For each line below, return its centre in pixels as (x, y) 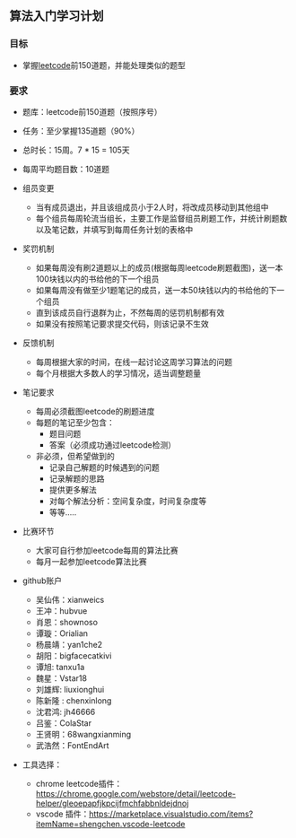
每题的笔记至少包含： (75, 422)
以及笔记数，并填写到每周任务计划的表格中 (114, 229)
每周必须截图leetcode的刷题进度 (95, 411)
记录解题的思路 (77, 478)
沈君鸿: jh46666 (65, 711)
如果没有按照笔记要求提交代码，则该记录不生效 (122, 323)
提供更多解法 (73, 489)
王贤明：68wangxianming (83, 734)
